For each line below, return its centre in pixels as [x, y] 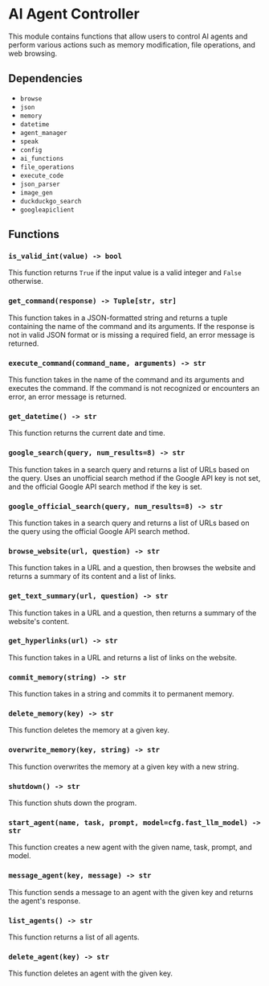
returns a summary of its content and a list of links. [92, 577]
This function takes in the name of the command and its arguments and [126, 380]
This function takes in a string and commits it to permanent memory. [121, 694]
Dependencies [45, 78]
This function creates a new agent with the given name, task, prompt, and [130, 847]
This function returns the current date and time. [87, 433]
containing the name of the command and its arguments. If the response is [132, 326]
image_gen [37, 193]
